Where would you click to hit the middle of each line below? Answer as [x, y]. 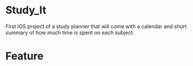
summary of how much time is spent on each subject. [70, 32]
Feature [24, 56]
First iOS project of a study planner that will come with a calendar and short [96, 26]
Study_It [26, 10]
